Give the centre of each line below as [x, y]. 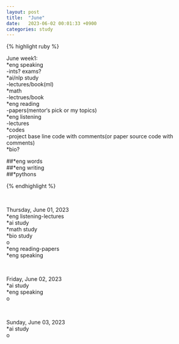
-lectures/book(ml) [30, 84]
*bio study [20, 236]
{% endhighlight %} [31, 186]
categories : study [30, 29]
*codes [16, 130]
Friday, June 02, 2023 [34, 279]
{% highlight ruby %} [33, 47]
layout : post [23, 12]
